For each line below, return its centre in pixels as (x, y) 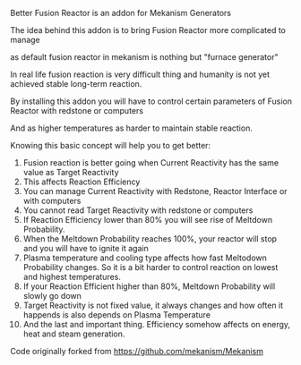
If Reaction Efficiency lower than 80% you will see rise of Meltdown (147, 220)
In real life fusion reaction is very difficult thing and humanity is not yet (140, 74)
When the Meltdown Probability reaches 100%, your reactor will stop (150, 239)
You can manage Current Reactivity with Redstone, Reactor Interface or (155, 191)
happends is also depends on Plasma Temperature (117, 315)
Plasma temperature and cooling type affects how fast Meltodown (145, 258)
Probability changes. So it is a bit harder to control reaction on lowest (150, 267)
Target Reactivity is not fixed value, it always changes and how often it (153, 305)
